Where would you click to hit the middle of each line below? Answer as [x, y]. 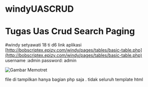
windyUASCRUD [39, 9]
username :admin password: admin [41, 61]
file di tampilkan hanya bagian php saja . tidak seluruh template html [74, 80]
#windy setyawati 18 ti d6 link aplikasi [43, 45]
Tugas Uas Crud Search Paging [70, 32]
